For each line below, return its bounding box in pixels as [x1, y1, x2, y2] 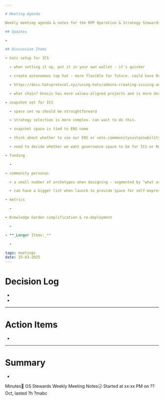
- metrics [5, 197, 25, 202]
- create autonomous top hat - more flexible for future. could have [9, 74, 154, 78]
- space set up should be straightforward [9, 109, 97, 114]
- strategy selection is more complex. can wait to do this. [9, 118, 137, 123]
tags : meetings [5, 251, 36, 255]
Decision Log [5, 276, 60, 287]
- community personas [5, 171, 49, 175]
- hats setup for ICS [5, 56, 49, 61]
